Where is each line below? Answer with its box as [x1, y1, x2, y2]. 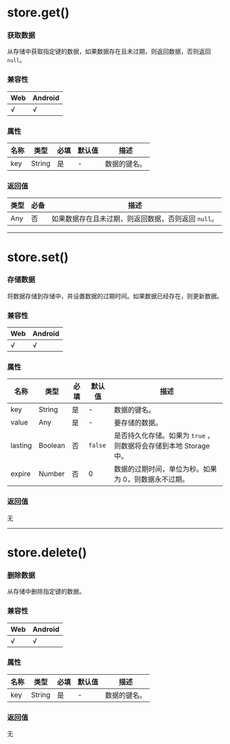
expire [10, 469, 31, 479]
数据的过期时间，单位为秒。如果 [114, 464, 218, 474]
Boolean [38, 441, 66, 451]
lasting [10, 441, 32, 451]
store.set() [7, 249, 69, 265]
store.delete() [7, 544, 87, 560]
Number [38, 469, 65, 479]
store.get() [7, 5, 70, 21]
